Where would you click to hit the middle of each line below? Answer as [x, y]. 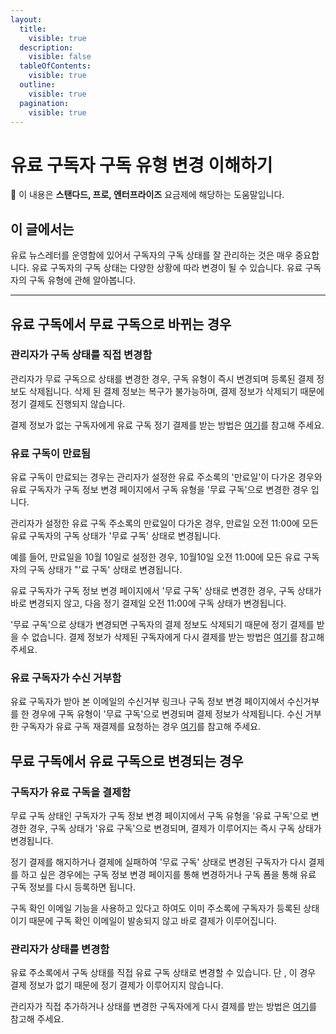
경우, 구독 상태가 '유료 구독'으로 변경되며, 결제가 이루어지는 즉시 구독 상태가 [175, 828]
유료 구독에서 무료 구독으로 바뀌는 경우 [121, 324]
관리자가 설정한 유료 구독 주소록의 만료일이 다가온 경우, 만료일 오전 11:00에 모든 [164, 523]
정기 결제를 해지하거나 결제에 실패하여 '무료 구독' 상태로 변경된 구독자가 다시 [158, 862]
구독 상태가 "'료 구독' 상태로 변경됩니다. [105, 570]
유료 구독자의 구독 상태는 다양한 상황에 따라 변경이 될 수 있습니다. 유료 [167, 268]
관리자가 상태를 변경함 [60, 949]
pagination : [44, 103]
